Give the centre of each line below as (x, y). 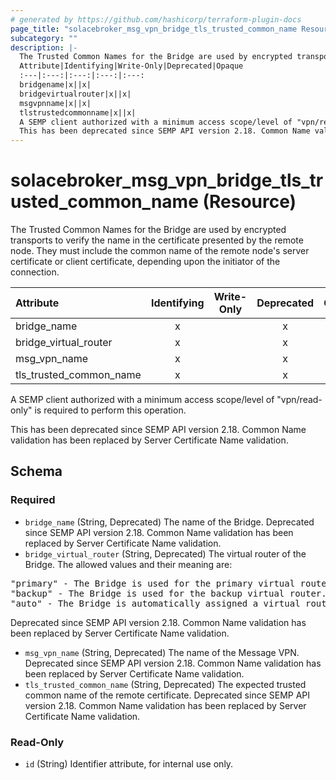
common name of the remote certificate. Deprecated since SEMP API (167, 695)
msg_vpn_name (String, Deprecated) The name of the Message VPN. (162, 652)
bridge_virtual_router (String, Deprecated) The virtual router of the (165, 553)
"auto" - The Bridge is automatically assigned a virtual (155, 603)
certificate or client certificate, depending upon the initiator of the (145, 262)
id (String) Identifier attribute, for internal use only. (129, 764)
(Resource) (249, 202)
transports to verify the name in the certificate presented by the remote (157, 240)
